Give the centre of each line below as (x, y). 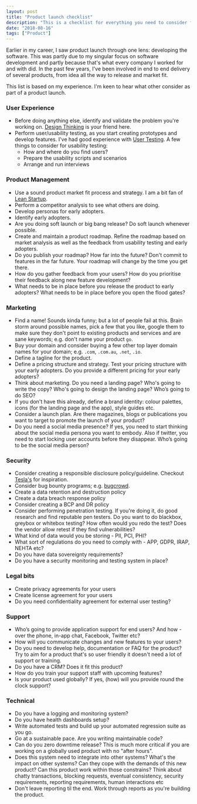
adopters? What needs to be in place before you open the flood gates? (100, 292)
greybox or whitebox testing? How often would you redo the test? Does (100, 523)
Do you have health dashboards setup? (62, 720)
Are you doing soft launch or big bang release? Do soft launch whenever (102, 223)
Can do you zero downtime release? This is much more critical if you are (102, 745)
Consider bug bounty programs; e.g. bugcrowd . (72, 486)
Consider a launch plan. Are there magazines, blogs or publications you (101, 414)
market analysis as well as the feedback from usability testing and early (101, 242)
